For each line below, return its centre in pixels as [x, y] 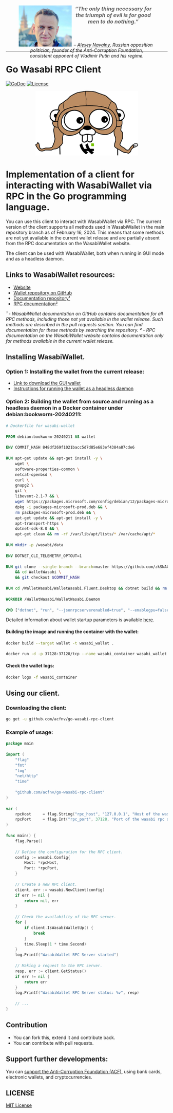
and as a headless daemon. [35, 259]
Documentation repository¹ [42, 298]
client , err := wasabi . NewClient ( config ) [60, 890]
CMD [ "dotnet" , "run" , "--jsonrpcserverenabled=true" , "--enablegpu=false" [89, 610]
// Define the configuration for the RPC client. [69, 852]
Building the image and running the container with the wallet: [72, 632]
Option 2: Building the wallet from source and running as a [80, 402]
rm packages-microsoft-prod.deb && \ [55, 512]
